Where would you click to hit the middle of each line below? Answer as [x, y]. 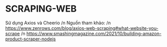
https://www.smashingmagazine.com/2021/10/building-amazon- [94, 33]
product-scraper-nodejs [31, 39]
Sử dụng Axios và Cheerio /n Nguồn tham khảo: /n [58, 23]
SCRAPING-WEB [41, 9]
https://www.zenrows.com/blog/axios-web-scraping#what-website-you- [82, 28]
